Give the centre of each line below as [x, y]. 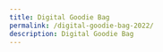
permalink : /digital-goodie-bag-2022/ [81, 26]
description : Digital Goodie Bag [72, 33]
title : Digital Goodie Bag [60, 17]
